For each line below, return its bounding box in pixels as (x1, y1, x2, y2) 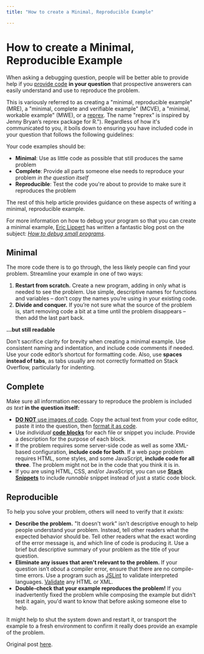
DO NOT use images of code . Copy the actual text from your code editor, (15, 416, 199, 424)
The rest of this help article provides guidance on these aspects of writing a (6, 199, 197, 206)
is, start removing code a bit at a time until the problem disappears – (15, 308, 186, 315)
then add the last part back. (15, 315, 85, 322)
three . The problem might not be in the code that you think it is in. (15, 461, 180, 469)
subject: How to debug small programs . (6, 230, 106, 237)
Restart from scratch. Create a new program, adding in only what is (15, 282, 186, 290)
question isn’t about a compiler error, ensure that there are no (15, 565, 171, 572)
